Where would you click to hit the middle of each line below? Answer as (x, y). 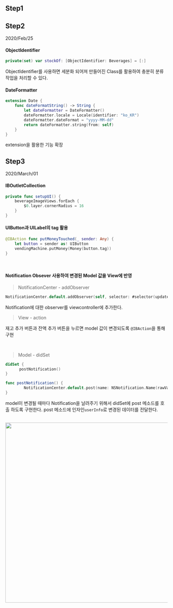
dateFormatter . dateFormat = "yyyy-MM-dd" (69, 120)
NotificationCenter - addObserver (54, 287)
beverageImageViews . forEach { (47, 201)
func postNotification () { (34, 383)
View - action (32, 317)
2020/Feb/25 (19, 39)
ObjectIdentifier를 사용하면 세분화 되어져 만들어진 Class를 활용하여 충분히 (80, 71)
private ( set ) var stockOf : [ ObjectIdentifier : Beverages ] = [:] (76, 61)
